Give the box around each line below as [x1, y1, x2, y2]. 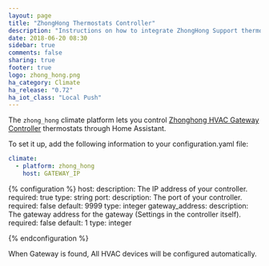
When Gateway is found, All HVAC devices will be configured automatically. [8, 248, 258, 258]
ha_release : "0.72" [8, 85, 74, 94]
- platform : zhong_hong [15, 162, 94, 170]
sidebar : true [8, 42, 56, 50]
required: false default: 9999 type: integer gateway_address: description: [8, 200, 249, 210]
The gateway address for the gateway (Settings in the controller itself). [8, 209, 242, 219]
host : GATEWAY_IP [22, 169, 81, 177]
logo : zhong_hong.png [8, 71, 81, 79]
